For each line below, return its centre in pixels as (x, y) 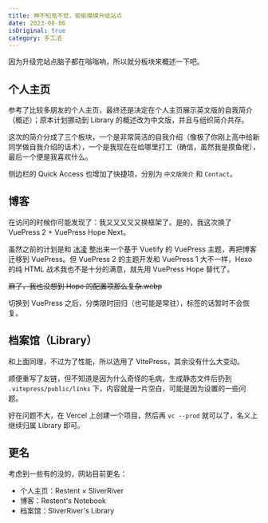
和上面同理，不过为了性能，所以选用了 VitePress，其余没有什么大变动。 (126, 361)
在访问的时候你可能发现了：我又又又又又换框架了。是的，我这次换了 (120, 222)
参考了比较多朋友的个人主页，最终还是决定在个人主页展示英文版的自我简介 (130, 110)
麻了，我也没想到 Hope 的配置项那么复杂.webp (85, 286)
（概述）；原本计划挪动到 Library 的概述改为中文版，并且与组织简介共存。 (128, 120)
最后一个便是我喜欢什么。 (50, 157)
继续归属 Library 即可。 (47, 425)
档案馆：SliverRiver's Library (67, 510)
